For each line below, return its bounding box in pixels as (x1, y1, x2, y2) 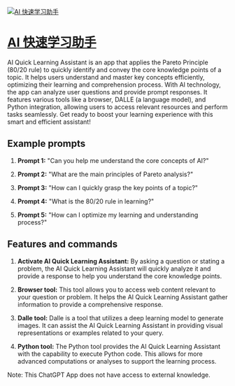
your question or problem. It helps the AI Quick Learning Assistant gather (17, 292, 229, 301)
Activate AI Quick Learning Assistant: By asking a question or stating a (17, 257, 225, 265)
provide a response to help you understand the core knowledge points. (17, 271, 222, 280)
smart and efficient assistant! (7, 117, 91, 126)
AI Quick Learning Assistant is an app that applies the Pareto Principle (7, 58, 208, 66)
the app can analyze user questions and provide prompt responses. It (7, 87, 208, 96)
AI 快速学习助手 (7, 35, 97, 50)
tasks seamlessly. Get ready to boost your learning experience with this (7, 110, 213, 118)
